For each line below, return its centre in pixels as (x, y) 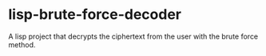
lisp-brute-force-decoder (95, 15)
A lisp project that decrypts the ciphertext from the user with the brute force (133, 36)
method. (22, 44)
